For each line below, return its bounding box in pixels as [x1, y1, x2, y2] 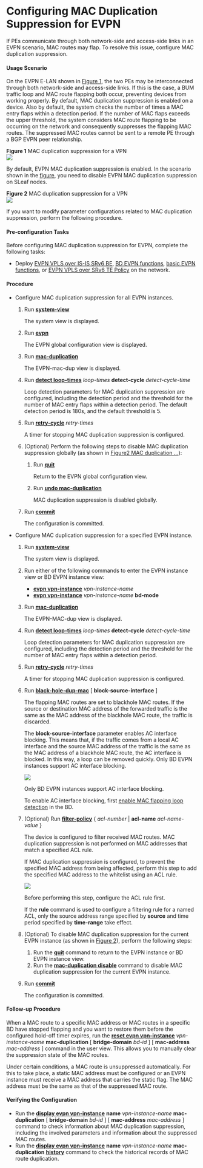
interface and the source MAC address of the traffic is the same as [24, 742, 191, 750]
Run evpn [24, 329, 49, 336]
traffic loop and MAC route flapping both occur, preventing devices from [6, 91, 187, 98]
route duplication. [15, 1155, 59, 1162]
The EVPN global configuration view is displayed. [24, 341, 147, 348]
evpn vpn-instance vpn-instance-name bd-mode [33, 591, 159, 599]
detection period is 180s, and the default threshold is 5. [24, 407, 162, 414]
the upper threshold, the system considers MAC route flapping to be [6, 117, 177, 124]
